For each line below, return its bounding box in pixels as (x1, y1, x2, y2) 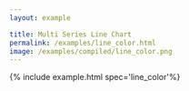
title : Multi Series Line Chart (9, 29, 132, 39)
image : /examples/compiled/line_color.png (9, 46, 173, 56)
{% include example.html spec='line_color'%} (9, 72, 181, 83)
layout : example (9, 13, 71, 23)
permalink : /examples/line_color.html (9, 38, 156, 47)
